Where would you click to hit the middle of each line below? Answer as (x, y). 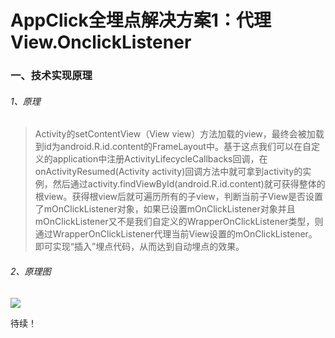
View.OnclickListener (101, 42)
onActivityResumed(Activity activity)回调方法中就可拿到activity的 (168, 172)
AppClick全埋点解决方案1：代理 (141, 20)
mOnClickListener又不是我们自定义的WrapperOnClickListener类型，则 (179, 222)
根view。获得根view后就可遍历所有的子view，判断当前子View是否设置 (179, 197)
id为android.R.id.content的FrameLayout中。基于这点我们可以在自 (177, 147)
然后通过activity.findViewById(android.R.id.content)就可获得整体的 (189, 184)
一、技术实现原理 (51, 76)
